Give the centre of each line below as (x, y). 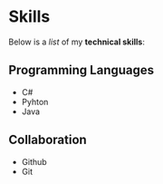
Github (34, 161)
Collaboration (48, 140)
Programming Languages (81, 70)
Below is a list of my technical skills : (77, 42)
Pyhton (35, 102)
